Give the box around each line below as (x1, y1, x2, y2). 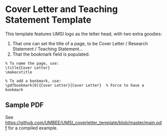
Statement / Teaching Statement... (12, 46, 83, 52)
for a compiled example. (8, 124, 58, 131)
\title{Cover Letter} (5, 65, 50, 70)
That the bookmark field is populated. (12, 51, 90, 57)
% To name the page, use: (5, 61, 59, 66)
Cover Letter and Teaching (5, 4, 118, 15)
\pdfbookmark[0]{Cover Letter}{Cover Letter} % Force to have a (5, 83, 144, 88)
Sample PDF (5, 101, 44, 109)
